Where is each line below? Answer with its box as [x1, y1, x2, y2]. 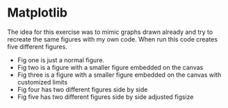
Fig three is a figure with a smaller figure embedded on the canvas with [17, 71, 222, 79]
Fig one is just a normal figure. [17, 55, 105, 64]
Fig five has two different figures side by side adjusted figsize [17, 92, 194, 101]
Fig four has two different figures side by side [17, 85, 148, 93]
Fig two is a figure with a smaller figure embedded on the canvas [17, 63, 204, 71]
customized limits [17, 78, 68, 86]
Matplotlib [7, 5, 68, 21]
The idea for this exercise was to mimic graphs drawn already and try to [7, 28, 213, 36]
